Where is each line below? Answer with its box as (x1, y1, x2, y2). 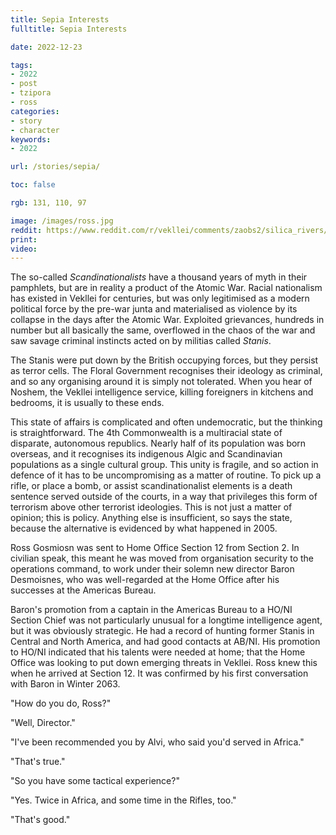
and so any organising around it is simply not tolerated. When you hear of (10, 376, 313, 388)
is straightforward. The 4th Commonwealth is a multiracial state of (10, 427, 283, 439)
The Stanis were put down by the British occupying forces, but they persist (10, 354, 319, 366)
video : (10, 244, 38, 254)
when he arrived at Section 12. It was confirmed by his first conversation (10, 667, 309, 680)
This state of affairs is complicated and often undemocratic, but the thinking (10, 416, 323, 428)
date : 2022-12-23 (10, 42, 83, 52)
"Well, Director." (10, 717, 76, 729)
